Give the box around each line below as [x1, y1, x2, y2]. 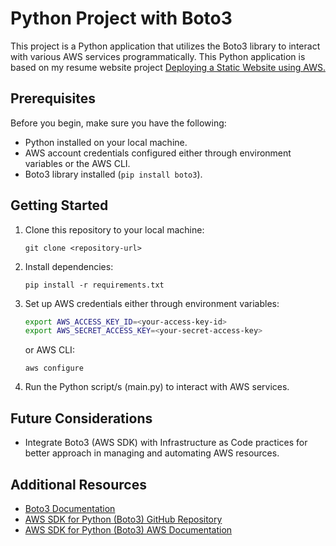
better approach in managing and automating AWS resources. [24, 447, 280, 459]
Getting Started [10, 197, 109, 214]
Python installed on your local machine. [24, 136, 188, 148]
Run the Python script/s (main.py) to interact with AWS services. [24, 381, 290, 393]
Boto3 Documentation [24, 502, 116, 514]
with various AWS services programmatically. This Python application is [10, 50, 306, 62]
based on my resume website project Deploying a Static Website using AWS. [10, 61, 326, 73]
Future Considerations [10, 410, 153, 427]
